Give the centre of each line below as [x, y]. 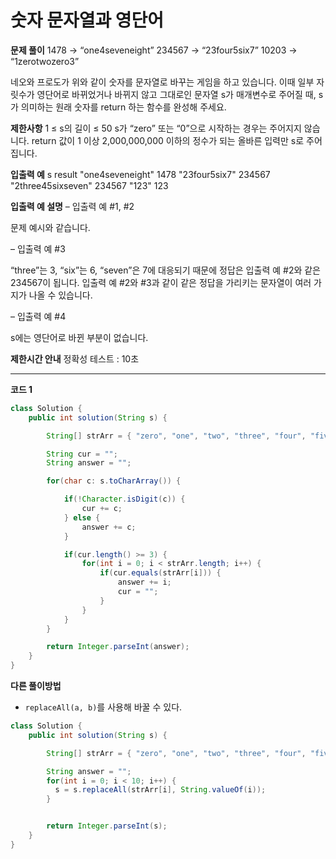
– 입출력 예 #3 [38, 248]
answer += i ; [144, 582]
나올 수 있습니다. [60, 295]
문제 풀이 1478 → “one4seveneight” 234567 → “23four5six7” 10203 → [154, 50]
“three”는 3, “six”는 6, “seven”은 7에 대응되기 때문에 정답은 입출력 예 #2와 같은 [165, 270]
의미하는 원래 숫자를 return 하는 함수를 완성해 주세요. [123, 107]
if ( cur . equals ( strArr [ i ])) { [160, 573]
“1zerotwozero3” [45, 61]
